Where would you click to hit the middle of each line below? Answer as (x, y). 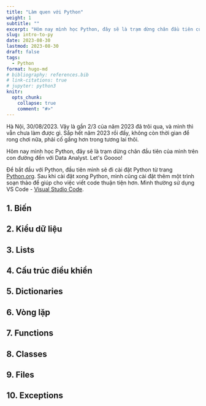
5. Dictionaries (35, 291)
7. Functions (30, 333)
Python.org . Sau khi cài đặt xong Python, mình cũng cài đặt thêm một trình (101, 176)
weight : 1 (19, 18)
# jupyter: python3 (31, 86)
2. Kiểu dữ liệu (34, 229)
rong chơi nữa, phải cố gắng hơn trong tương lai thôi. (73, 139)
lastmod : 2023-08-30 (33, 47)
